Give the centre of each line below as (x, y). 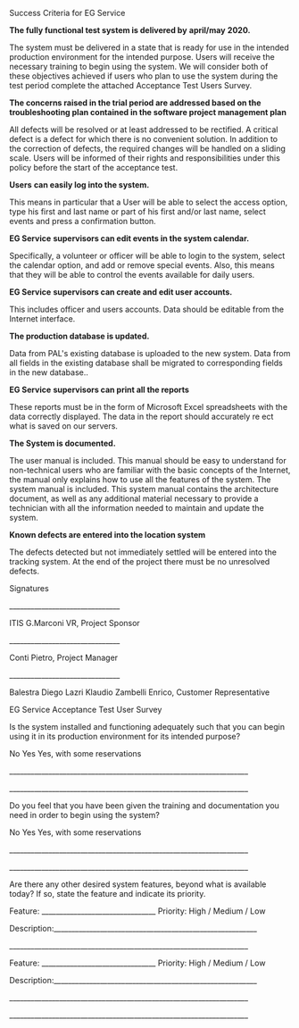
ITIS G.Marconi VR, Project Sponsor (75, 623)
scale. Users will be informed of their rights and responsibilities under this (145, 158)
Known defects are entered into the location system (108, 535)
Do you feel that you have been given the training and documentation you (144, 806)
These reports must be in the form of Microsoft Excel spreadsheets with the (149, 407)
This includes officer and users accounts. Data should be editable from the (146, 309)
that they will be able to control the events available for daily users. (132, 275)
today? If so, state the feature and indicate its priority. (108, 894)
